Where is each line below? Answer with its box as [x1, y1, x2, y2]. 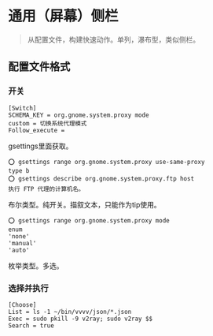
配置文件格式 [8, 60, 71, 73]
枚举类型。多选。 [8, 261, 64, 271]
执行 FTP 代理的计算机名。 [8, 185, 85, 193]
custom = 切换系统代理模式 [8, 119, 87, 127]
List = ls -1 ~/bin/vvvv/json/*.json [8, 308, 132, 315]
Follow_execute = [8, 126, 65, 134]
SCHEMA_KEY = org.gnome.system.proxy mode [8, 111, 149, 119]
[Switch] [8, 104, 37, 112]
